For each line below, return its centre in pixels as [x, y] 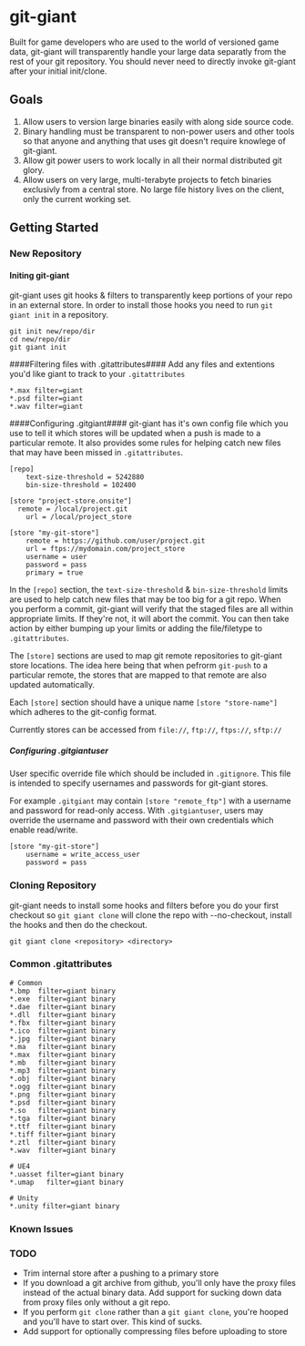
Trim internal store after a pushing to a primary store [121, 1273]
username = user [57, 557]
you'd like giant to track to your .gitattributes [97, 374]
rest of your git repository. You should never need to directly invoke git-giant [152, 61]
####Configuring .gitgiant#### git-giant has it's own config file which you [149, 423]
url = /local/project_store [79, 517]
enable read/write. [44, 830]
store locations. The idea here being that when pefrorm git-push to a [139, 666]
